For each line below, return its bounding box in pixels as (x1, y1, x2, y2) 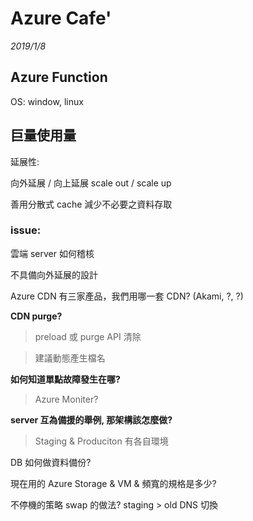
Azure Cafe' (10, 7, 112, 30)
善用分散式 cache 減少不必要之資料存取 (10, 198, 173, 210)
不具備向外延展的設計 (10, 268, 98, 281)
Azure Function (10, 69, 108, 86)
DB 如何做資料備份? (10, 456, 92, 468)
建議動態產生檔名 (34, 352, 106, 364)
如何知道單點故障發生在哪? (10, 373, 121, 385)
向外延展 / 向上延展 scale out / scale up (10, 177, 172, 189)
